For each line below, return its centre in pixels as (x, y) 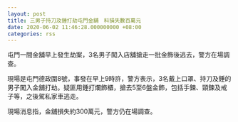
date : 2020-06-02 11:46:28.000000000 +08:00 (74, 27)
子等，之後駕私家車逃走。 (45, 96)
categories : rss (31, 34)
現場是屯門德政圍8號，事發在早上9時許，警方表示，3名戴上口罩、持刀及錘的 (119, 79)
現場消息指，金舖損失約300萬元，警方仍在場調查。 (82, 111)
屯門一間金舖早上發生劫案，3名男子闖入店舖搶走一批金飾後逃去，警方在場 (115, 55)
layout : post (27, 14)
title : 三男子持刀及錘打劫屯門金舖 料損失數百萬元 (74, 21)
